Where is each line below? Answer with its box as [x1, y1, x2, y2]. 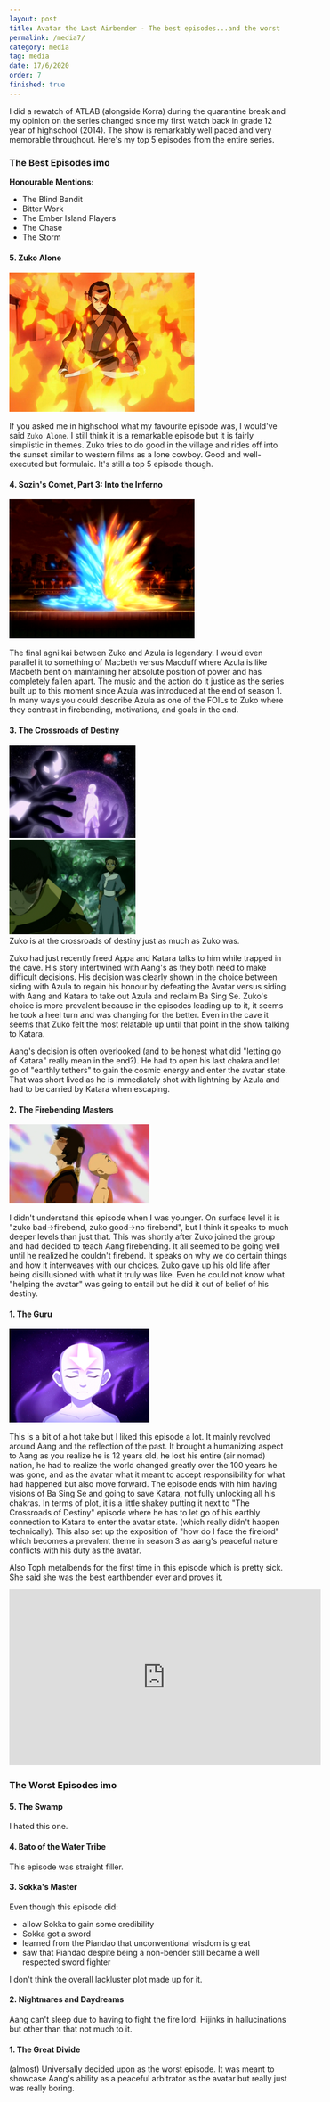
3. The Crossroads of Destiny [9, 725, 120, 735]
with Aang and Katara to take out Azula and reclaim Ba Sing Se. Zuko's [9, 990, 269, 1002]
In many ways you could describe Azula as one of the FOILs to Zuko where [9, 695, 284, 706]
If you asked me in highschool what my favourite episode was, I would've [9, 421, 278, 431]
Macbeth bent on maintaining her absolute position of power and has [9, 667, 262, 677]
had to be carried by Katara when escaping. [9, 1084, 171, 1095]
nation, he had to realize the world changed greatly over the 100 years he [9, 1460, 278, 1471]
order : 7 [9, 71, 42, 80]
